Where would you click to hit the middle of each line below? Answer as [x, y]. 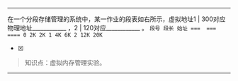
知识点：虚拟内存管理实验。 [65, 63]
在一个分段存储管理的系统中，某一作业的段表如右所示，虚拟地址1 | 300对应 [117, 19]
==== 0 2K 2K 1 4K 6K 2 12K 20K [55, 35]
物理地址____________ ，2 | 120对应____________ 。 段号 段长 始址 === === [112, 28]
